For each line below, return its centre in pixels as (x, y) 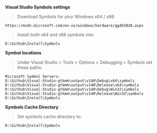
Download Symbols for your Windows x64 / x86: (66, 16)
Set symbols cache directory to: (49, 117)
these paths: (30, 67)
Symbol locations (23, 53)
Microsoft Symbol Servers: (33, 77)
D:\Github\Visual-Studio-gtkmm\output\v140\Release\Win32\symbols (74, 94)
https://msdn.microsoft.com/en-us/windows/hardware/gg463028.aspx (74, 26)
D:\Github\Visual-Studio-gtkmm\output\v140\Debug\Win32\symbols (72, 89)
